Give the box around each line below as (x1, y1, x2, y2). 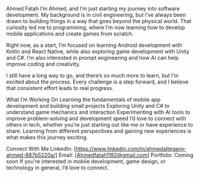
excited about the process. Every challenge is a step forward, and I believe (6, 78, 189, 85)
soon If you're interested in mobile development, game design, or (6, 158, 166, 165)
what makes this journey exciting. (6, 134, 88, 141)
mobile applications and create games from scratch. (6, 30, 134, 37)
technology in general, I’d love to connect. (6, 164, 109, 171)
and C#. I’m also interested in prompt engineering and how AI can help (6, 54, 179, 61)
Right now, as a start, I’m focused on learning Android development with (6, 41, 182, 49)
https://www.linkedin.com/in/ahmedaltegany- (75, 145, 187, 152)
